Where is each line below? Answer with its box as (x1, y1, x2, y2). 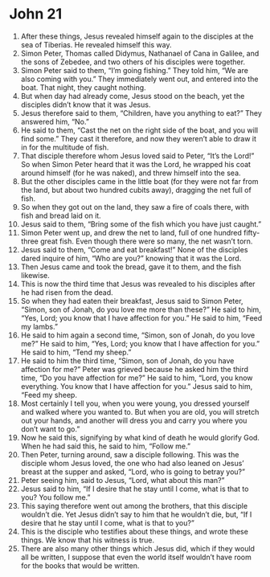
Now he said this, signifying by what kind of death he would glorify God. (20, 432, 260, 442)
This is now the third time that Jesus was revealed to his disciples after (20, 279, 256, 288)
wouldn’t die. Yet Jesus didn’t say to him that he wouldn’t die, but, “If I (20, 509, 252, 519)
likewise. (20, 270, 51, 280)
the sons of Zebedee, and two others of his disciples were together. (20, 57, 246, 67)
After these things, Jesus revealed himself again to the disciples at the (20, 31, 254, 41)
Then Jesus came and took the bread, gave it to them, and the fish (20, 262, 242, 272)
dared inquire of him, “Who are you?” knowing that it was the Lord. (20, 253, 242, 263)
